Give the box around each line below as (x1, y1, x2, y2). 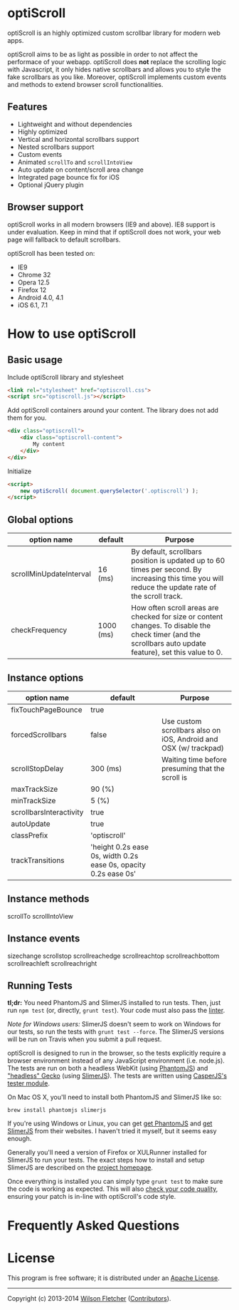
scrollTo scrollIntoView (7, 912, 74, 920)
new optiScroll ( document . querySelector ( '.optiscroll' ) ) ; (20, 487, 199, 495)
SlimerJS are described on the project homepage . (7, 1163, 153, 1172)
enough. (7, 1135, 32, 1143)
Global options (7, 513, 73, 525)
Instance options (7, 671, 84, 684)
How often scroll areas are (131, 603, 219, 613)
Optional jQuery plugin (17, 180, 84, 189)
